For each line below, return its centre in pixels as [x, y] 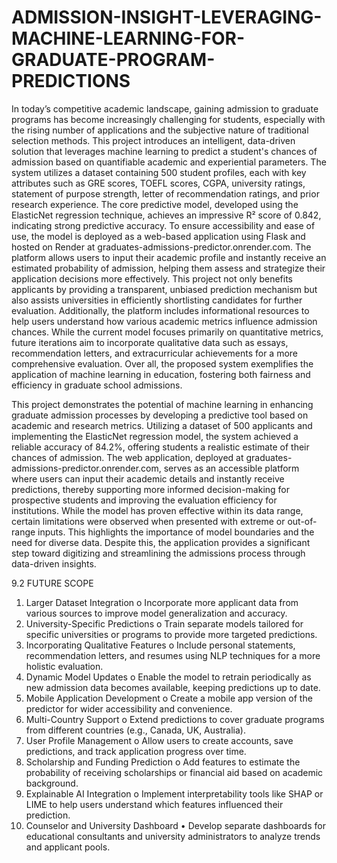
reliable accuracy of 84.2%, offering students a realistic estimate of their [160, 447]
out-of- [302, 521]
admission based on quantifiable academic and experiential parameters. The [169, 162]
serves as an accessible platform [231, 468]
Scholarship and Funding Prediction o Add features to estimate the [163, 762]
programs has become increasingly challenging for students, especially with [168, 119]
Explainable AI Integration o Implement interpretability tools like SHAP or [174, 793]
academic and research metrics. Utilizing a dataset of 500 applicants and [162, 425]
